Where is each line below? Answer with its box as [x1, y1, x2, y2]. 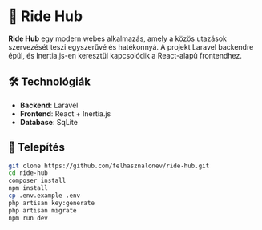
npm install [8, 184, 48, 192]
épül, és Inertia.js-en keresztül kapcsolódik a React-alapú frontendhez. [8, 50, 243, 60]
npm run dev [8, 214, 48, 222]
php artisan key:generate [8, 199, 95, 207]
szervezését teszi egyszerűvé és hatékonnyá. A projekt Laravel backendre [8, 42, 254, 51]
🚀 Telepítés [8, 140, 66, 155]
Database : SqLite [19, 117, 79, 127]
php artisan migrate [8, 206, 78, 215]
